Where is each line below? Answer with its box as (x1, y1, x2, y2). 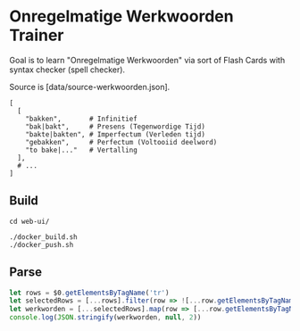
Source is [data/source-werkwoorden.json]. (9, 81, 171, 92)
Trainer (9, 25, 64, 46)
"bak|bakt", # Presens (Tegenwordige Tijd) (25, 122, 205, 131)
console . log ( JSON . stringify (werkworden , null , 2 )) (9, 313, 202, 322)
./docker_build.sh (9, 232, 78, 242)
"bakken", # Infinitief (25, 114, 138, 123)
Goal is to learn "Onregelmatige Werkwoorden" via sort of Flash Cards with (9, 54, 286, 65)
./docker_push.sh (9, 240, 74, 249)
